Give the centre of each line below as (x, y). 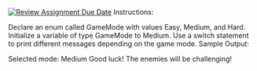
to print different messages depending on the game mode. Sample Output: (129, 44)
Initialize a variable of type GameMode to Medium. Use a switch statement (128, 35)
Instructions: (134, 12)
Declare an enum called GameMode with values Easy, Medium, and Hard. (127, 27)
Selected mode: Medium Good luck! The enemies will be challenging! (120, 59)
